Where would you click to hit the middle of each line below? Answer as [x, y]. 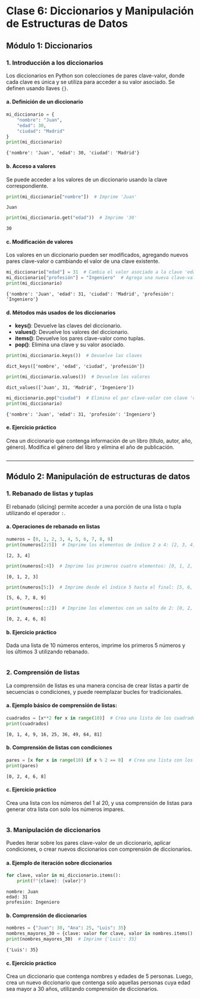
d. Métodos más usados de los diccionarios [61, 312]
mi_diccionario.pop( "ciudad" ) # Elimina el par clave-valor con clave [97, 398]
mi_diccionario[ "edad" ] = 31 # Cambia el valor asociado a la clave [94, 272]
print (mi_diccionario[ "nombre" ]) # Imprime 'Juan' [71, 197]
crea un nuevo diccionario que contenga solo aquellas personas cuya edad [98, 982]
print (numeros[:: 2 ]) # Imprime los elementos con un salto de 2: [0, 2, [100, 608]
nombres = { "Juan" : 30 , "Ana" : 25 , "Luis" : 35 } [66, 928]
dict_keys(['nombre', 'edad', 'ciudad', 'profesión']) [76, 367]
